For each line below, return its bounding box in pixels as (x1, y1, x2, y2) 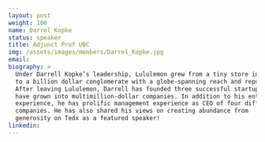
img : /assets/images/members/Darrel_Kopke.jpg (8, 48, 164, 56)
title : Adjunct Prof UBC (8, 41, 90, 49)
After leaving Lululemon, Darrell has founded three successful (15, 84, 231, 93)
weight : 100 (8, 19, 47, 27)
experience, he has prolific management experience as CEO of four (15, 99, 242, 107)
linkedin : (8, 121, 41, 129)
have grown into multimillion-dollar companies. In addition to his (15, 92, 245, 100)
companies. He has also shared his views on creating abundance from (15, 107, 248, 115)
